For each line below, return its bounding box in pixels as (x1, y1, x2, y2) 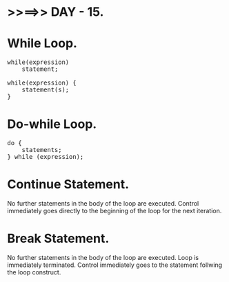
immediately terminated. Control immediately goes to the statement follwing (7, 261, 223, 269)
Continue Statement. (7, 177, 130, 193)
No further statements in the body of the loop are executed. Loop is (7, 253, 199, 261)
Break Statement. (7, 231, 110, 246)
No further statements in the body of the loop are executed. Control (7, 199, 199, 207)
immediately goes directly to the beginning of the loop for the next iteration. (7, 207, 222, 215)
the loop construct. (7, 268, 61, 276)
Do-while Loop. (7, 116, 97, 132)
